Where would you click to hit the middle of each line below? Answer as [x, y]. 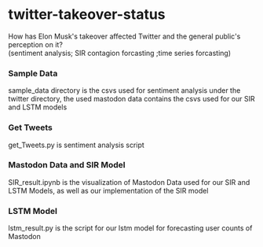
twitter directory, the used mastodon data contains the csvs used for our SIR [131, 99]
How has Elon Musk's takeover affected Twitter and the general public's [124, 36]
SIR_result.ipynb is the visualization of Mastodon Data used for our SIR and [129, 182]
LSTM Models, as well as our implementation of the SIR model [108, 190]
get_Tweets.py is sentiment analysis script [77, 145]
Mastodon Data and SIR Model [67, 165]
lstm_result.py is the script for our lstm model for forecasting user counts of [130, 228]
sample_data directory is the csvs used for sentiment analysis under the [124, 90]
